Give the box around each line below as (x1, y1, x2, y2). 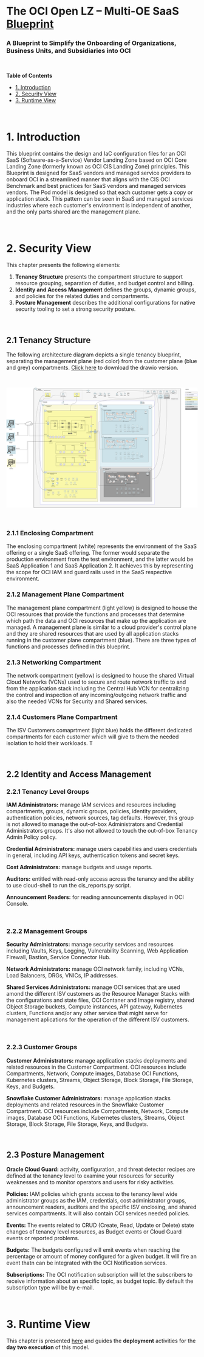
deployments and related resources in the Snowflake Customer (6, 1101, 164, 1108)
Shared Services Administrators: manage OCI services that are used (6, 984, 180, 991)
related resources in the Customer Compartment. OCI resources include (6, 1063, 186, 1071)
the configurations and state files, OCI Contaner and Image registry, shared (6, 996, 194, 1004)
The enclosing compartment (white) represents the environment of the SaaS (6, 543, 197, 550)
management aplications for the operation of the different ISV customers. (6, 1016, 189, 1023)
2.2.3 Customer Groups (6, 1043, 78, 1052)
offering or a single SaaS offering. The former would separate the (6, 549, 170, 557)
